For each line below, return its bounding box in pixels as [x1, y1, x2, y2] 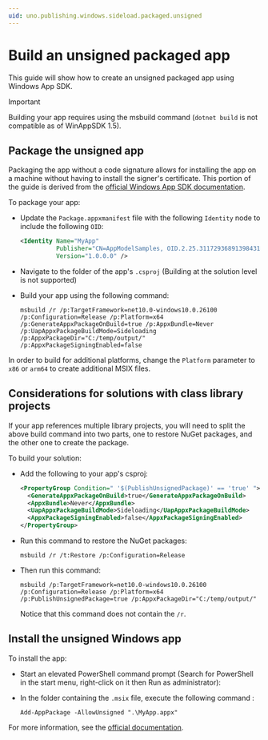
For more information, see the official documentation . [8, 722, 184, 732]
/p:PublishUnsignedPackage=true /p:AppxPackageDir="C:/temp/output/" [19, 595, 258, 603]
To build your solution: [8, 453, 82, 463]
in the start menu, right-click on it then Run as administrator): [19, 678, 222, 687]
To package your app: [8, 198, 81, 207]
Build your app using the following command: [19, 291, 170, 300]
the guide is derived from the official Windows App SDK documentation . [8, 182, 246, 192]
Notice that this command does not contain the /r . [19, 609, 186, 619]
